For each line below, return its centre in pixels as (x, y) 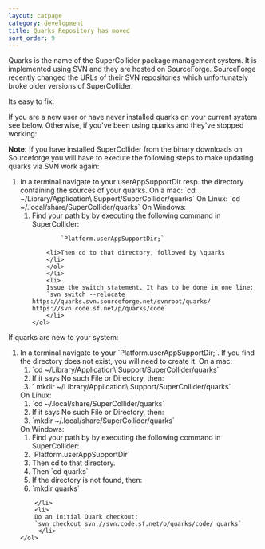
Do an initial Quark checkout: (87, 517)
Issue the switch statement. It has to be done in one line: (150, 288)
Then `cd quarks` (60, 472)
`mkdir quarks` (55, 488)
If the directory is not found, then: (87, 480)
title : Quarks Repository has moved (69, 30)
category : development (46, 23)
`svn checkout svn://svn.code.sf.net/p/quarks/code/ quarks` (138, 524)
